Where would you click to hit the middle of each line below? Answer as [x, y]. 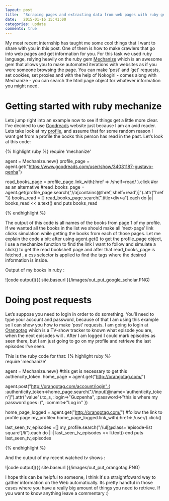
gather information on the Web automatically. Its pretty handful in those [79, 483]
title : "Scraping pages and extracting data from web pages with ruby [82, 15]
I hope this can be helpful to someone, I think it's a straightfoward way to [80, 477]
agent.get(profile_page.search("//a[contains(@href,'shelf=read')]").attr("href [84, 193]
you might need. [22, 86]
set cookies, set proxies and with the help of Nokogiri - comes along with [81, 75]
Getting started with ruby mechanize [83, 106]
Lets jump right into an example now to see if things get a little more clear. [82, 120]
